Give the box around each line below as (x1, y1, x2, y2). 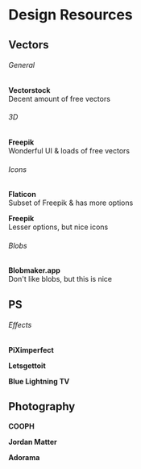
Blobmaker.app (8, 266, 60, 275)
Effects (8, 320, 32, 330)
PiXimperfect (8, 345, 54, 354)
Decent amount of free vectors (8, 94, 111, 103)
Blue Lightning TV (8, 376, 70, 386)
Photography (8, 400, 76, 413)
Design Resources (8, 6, 133, 24)
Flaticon (8, 190, 36, 199)
